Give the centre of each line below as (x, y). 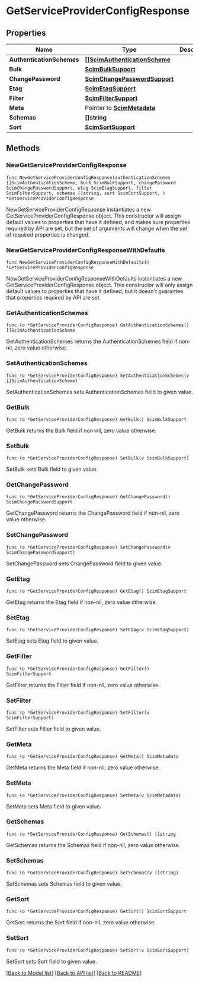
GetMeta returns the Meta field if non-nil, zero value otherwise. (83, 767)
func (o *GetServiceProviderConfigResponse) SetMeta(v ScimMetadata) (94, 795)
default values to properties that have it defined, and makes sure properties (98, 222)
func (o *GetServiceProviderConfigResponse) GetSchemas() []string (91, 834)
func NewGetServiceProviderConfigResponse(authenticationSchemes (88, 177)
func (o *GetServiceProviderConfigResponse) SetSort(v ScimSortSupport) (98, 950)
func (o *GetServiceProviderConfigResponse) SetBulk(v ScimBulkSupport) (98, 458)
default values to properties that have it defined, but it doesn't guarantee (95, 291)
